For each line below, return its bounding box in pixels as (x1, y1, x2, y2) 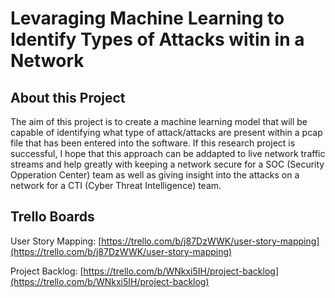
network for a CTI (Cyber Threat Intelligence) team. (10, 180, 222, 191)
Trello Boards (10, 208, 95, 226)
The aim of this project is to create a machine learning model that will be (10, 116, 308, 127)
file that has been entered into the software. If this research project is (10, 137, 296, 149)
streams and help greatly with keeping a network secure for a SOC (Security (10, 158, 325, 170)
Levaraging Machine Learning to (10, 7, 285, 30)
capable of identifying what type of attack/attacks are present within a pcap (10, 127, 323, 138)
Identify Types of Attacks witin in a (10, 28, 305, 51)
